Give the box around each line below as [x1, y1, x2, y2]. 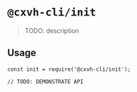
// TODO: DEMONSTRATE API [7, 78, 83, 85]
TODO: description [24, 26, 80, 35]
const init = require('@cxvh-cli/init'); [7, 66, 131, 73]
